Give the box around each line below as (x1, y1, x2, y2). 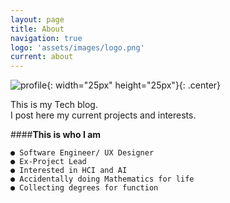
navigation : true (10, 33, 83, 43)
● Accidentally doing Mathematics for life (10, 174, 195, 185)
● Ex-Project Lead (10, 157, 87, 167)
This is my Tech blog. (10, 99, 98, 111)
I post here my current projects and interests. (10, 109, 197, 121)
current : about (10, 52, 74, 62)
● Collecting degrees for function (10, 183, 159, 193)
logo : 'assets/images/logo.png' (10, 42, 145, 53)
